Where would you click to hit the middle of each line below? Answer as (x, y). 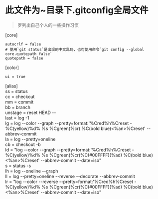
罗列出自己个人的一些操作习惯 (48, 25)
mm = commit (19, 102)
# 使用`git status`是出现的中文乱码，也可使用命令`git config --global (75, 49)
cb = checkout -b (23, 144)
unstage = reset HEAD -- (31, 112)
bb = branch (18, 107)
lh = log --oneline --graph (32, 171)
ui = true (15, 76)
